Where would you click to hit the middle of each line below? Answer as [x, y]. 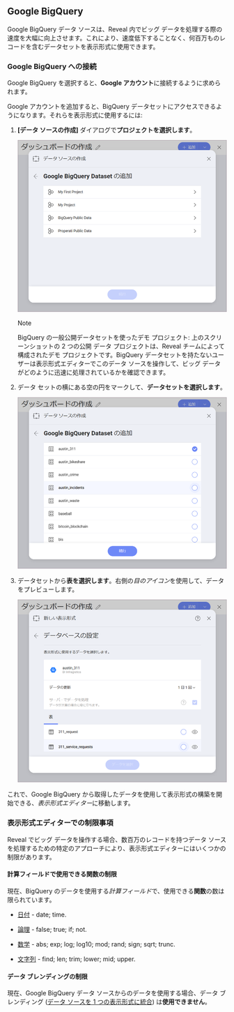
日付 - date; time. [42, 914]
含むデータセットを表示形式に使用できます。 [95, 46]
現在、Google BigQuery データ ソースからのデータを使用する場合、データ [113, 993]
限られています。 [31, 900]
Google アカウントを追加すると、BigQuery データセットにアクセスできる [112, 107]
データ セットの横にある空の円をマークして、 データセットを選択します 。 [122, 387]
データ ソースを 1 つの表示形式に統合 [100, 1002]
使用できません [184, 1002]
